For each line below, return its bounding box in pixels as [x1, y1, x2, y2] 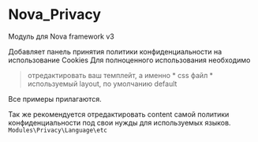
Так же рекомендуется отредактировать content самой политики [8, 109, 230, 119]
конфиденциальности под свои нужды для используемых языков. [8, 118, 231, 127]
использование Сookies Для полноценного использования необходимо [8, 55, 251, 65]
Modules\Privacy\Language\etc [8, 126, 108, 134]
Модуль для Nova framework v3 [8, 32, 114, 41]
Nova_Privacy [8, 6, 101, 24]
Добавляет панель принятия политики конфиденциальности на [8, 47, 222, 56]
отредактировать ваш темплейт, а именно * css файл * [27, 70, 214, 80]
